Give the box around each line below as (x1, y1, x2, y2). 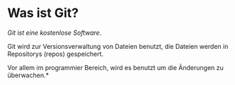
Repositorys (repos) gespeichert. (7, 50, 104, 58)
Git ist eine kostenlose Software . (7, 28, 102, 37)
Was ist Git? (7, 5, 79, 21)
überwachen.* (7, 71, 50, 79)
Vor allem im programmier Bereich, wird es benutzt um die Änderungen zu (7, 63, 224, 72)
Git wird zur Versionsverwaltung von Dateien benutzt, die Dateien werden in (7, 42, 229, 50)
